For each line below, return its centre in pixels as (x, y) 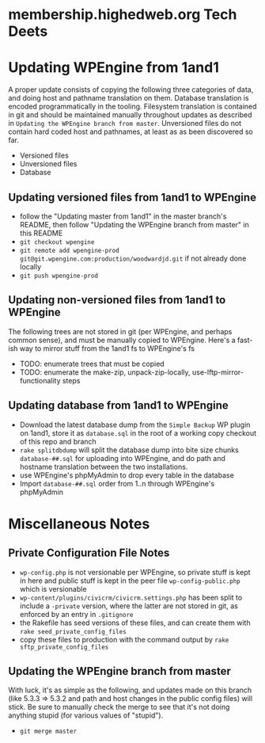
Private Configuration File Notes (89, 553)
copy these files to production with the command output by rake (124, 639)
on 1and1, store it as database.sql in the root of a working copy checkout (138, 432)
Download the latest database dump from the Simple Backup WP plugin (135, 425)
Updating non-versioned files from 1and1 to (117, 300)
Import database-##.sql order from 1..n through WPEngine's (117, 483)
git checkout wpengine (57, 242)
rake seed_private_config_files (73, 631)
